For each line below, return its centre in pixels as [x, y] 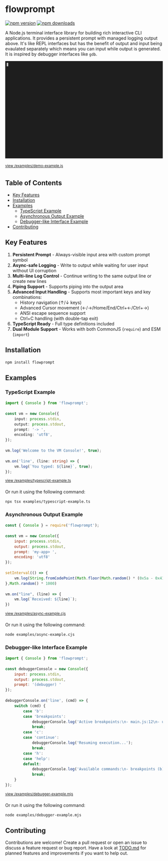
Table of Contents [34, 183]
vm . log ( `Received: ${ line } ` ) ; [46, 599]
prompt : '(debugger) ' [38, 685]
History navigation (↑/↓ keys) [51, 302]
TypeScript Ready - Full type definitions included [63, 323]
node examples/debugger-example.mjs [43, 815]
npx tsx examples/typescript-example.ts [48, 502]
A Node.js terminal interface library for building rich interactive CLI [73, 33]
